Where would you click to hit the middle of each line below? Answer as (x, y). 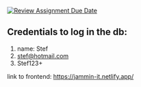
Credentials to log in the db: (67, 32)
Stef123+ (30, 63)
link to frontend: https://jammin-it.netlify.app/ (70, 76)
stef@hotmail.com (43, 55)
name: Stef (33, 49)
